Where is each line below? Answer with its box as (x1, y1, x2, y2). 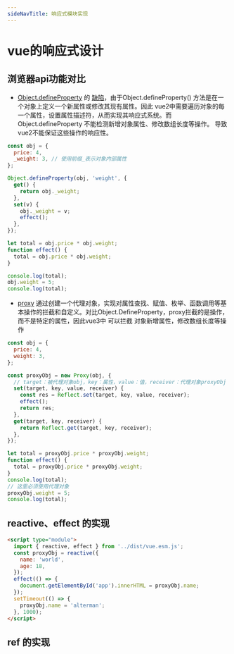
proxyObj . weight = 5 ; (7, 489, 71, 497)
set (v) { (13, 201, 39, 208)
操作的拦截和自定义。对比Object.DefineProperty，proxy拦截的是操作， (23, 308, 229, 316)
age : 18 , (20, 562, 46, 569)
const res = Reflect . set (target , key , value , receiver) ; (20, 392, 190, 399)
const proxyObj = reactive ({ (13, 549, 99, 557)
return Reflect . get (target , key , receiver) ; (20, 424, 152, 431)
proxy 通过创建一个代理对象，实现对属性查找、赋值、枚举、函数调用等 (17, 299, 221, 307)
